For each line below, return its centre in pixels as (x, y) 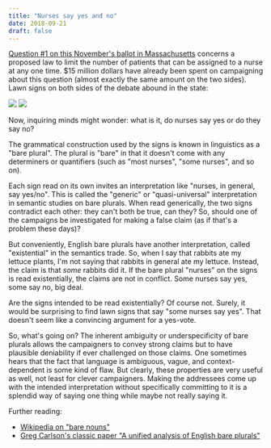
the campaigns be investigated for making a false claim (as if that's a (123, 220)
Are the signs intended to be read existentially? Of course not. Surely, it (127, 303)
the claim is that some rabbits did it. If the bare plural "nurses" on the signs (133, 270)
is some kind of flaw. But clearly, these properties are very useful (155, 370)
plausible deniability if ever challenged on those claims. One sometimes (128, 353)
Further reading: (35, 412)
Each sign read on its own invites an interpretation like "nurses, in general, (132, 186)
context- (220, 362)
